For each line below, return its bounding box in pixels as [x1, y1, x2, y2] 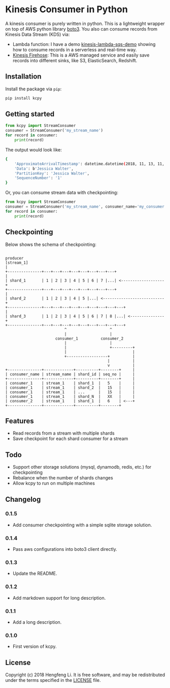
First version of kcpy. [12, 644, 57, 650]
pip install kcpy [5, 95, 42, 100]
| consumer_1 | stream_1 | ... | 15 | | [5, 389, 135, 395]
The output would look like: [5, 146, 62, 152]
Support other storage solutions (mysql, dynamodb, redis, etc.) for [12, 464, 152, 470]
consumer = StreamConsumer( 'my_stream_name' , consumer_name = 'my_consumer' [5, 204, 167, 210]
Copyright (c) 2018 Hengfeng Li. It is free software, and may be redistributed [5, 672, 165, 678]
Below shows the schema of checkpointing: [5, 241, 96, 247]
